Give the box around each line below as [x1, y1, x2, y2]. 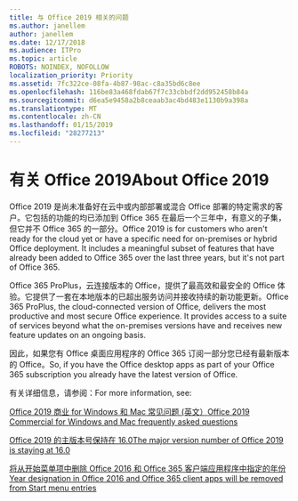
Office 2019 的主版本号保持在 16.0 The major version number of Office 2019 [9, 434, 285, 445]
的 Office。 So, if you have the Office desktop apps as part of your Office [9, 359, 275, 369]
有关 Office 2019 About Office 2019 [9, 170, 270, 190]
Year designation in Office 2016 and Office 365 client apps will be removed [9, 473, 284, 483]
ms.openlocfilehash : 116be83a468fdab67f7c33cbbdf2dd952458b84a [9, 87, 249, 96]
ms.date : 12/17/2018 [9, 37, 86, 47]
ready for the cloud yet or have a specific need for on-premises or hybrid [9, 233, 278, 244]
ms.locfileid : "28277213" [9, 129, 105, 138]
